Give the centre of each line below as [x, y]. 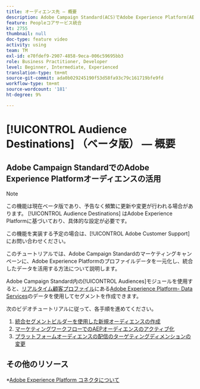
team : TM [17, 51]
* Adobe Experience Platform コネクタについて [63, 379]
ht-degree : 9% [24, 95]
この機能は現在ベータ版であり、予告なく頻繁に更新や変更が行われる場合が [97, 206]
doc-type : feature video [37, 39]
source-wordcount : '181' [37, 89]
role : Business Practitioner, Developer [57, 61]
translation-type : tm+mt [37, 73]
